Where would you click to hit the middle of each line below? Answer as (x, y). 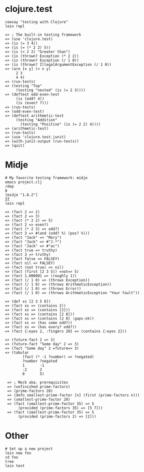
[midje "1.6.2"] (21, 195)
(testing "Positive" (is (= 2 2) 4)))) (60, 124)
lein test (15, 466)
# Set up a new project (29, 449)
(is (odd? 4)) (30, 98)
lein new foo (18, 453)
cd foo (12, 457)
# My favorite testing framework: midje (47, 178)
